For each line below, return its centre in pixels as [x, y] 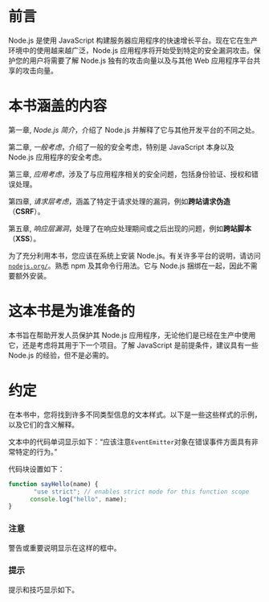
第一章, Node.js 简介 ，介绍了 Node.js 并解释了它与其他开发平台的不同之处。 [134, 130]
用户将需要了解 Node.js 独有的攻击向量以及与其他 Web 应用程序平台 [142, 60]
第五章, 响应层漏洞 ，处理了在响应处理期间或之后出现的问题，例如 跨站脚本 [130, 228]
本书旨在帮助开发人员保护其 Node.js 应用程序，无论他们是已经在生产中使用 [132, 335]
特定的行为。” [36, 451]
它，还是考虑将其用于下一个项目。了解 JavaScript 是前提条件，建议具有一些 [134, 345]
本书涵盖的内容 [58, 106]
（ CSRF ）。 [26, 211]
